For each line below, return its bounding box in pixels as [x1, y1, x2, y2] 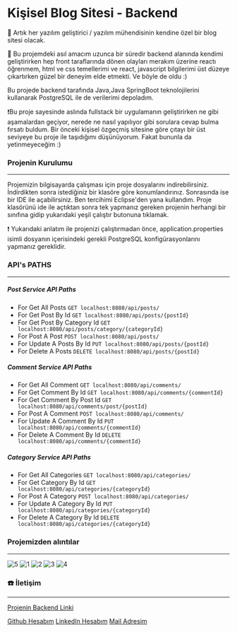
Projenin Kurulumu [7, 158, 73, 168]
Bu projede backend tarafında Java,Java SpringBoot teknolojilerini [7, 86, 200, 94]
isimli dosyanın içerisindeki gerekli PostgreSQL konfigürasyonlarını [7, 235, 200, 243]
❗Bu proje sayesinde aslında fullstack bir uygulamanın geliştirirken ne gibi [7, 107, 219, 116]
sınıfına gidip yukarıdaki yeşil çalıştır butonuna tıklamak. [7, 211, 169, 219]
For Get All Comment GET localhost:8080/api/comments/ [17, 380, 181, 390]
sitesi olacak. [7, 35, 46, 44]
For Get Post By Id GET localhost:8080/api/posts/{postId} [17, 310, 189, 319]
